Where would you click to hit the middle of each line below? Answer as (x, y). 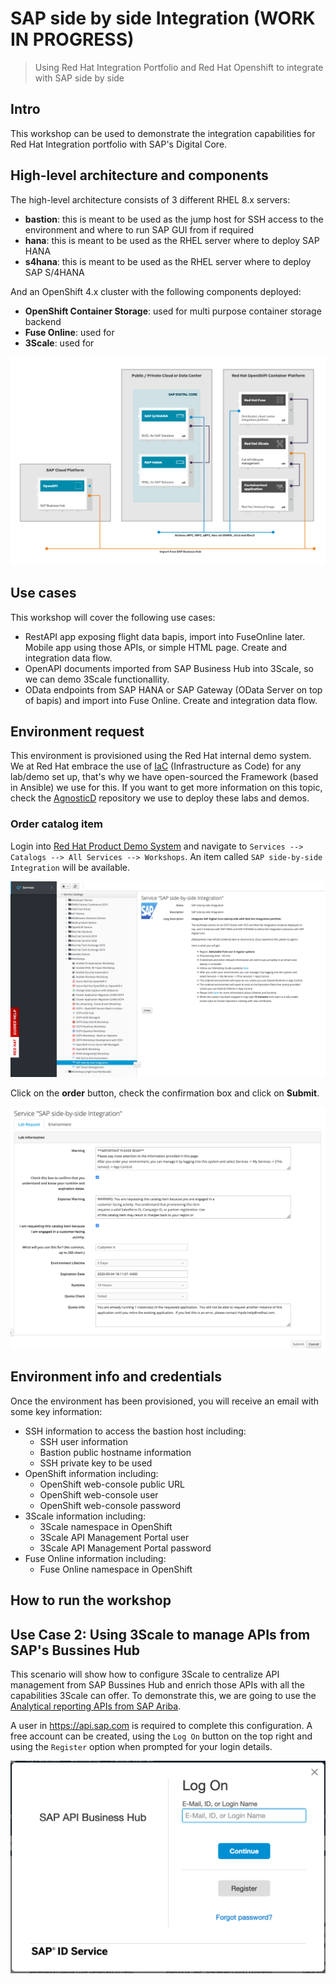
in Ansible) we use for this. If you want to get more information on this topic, (166, 788)
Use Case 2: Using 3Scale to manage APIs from (160, 1634)
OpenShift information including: (91, 1473)
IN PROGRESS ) (72, 39)
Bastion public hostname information (115, 1452)
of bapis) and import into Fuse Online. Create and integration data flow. (171, 700)
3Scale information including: (85, 1516)
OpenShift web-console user (99, 1494)
